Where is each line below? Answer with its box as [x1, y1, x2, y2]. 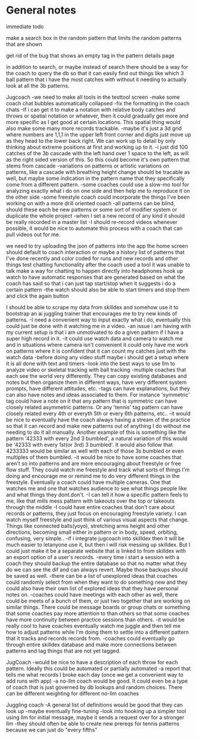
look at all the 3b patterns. [6, 82, 69, 89]
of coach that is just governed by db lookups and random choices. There [6, 683, 183, 691]
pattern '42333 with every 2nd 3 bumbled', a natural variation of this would [6, 434, 188, 442]
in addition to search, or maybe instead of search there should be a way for [6, 63, 189, 71]
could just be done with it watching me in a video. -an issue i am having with [6, 322, 191, 329]
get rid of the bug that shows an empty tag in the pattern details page [6, 52, 175, 59]
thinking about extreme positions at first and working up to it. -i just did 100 [6, 143, 188, 151]
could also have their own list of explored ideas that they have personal [6, 584, 179, 591]
